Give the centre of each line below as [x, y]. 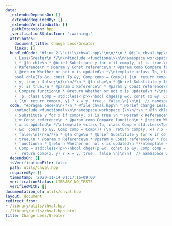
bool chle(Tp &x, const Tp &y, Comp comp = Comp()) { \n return [84, 77]
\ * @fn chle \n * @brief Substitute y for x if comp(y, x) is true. [89, 63]
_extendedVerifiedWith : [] [39, 24]
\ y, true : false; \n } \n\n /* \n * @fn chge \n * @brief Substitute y [88, 82]
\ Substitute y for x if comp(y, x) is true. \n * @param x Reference [90, 115]
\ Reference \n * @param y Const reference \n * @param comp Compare [88, 67]
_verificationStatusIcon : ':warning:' [51, 34]
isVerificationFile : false [39, 163]
